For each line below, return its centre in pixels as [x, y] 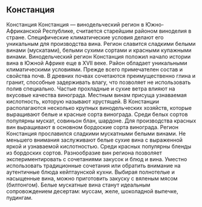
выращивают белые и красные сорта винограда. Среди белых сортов [97, 114]
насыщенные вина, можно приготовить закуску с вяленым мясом [92, 178]
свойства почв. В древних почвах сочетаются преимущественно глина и [101, 75]
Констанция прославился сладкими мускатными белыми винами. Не [96, 133]
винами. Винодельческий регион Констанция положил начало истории [99, 56]
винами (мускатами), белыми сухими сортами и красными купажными [99, 50]
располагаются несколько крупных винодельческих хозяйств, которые [99, 107]
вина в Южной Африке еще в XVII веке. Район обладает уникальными [97, 63]
